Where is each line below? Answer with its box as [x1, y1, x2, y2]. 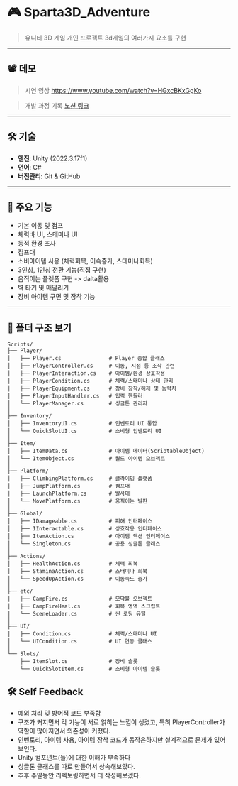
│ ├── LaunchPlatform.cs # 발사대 [7, 490, 130, 498]
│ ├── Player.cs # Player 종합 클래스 [7, 355, 165, 362]
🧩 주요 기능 [7, 201, 53, 213]
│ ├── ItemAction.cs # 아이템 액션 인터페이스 [7, 533, 171, 540]
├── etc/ [7, 588, 33, 595]
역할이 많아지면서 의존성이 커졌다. [17, 727, 111, 735]
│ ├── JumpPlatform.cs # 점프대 [7, 483, 130, 490]
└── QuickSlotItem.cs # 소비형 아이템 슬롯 [20, 665, 161, 673]
